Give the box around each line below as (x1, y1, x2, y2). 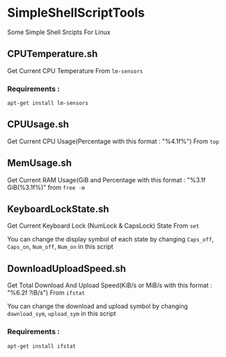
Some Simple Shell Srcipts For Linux (7, 28, 111, 36)
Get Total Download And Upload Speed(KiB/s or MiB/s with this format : (7, 281, 213, 289)
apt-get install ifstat (7, 342, 76, 349)
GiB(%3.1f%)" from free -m (7, 183, 86, 191)
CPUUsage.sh (7, 118, 70, 130)
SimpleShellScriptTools (7, 5, 145, 21)
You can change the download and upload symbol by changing (7, 302, 188, 310)
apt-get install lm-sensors (7, 100, 89, 107)
